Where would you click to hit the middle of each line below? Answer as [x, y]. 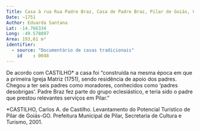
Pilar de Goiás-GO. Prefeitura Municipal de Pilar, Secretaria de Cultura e [94, 116]
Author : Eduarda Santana [37, 23]
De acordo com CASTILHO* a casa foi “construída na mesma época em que [99, 72]
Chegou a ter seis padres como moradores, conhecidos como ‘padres [92, 85]
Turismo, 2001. [24, 122]
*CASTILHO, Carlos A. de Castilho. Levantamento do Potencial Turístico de [98, 109]
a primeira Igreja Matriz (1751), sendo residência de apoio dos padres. [92, 79]
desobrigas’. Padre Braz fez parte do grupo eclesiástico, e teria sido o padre [100, 91]
